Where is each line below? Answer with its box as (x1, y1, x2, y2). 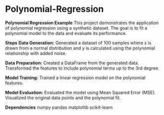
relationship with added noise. (5, 50, 67, 56)
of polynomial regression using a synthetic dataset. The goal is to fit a (5, 25, 148, 31)
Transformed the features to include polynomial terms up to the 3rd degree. (5, 65, 160, 71)
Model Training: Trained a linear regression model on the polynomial (5, 75, 146, 80)
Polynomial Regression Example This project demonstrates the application (5, 20, 159, 26)
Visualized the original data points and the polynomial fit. (5, 95, 121, 101)
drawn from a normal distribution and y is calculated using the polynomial (5, 45, 155, 51)
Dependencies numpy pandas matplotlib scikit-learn (5, 104, 113, 110)
